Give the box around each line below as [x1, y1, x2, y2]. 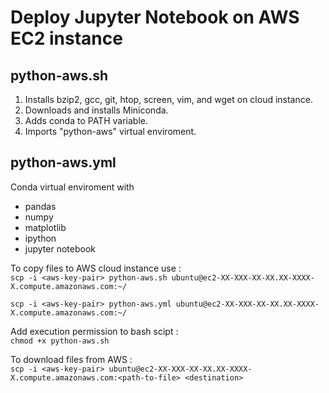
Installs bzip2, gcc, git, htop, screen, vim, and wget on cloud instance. [24, 94, 313, 105]
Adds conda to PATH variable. [24, 115, 148, 126]
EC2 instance [10, 27, 123, 50]
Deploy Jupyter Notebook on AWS [10, 6, 300, 29]
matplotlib [24, 221, 67, 233]
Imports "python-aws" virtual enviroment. [24, 126, 197, 137]
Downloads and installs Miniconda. [24, 104, 169, 116]
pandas [24, 200, 57, 212]
